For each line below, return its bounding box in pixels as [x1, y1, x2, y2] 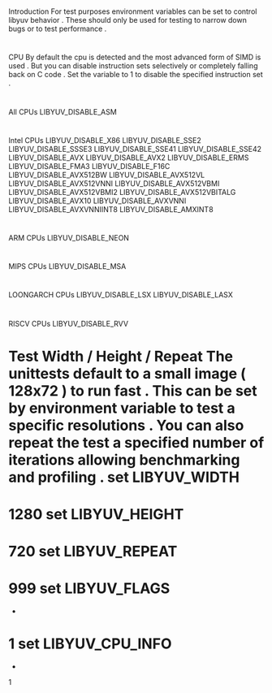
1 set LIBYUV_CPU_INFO [8, 635, 172, 653]
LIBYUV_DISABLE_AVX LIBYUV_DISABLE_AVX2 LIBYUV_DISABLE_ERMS [8, 153, 249, 162]
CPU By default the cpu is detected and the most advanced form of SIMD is [8, 52, 261, 63]
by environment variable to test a [8, 399, 235, 417]
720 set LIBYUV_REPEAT [8, 543, 178, 561]
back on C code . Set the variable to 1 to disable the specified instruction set [8, 70, 264, 80]
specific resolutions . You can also [8, 416, 244, 435]
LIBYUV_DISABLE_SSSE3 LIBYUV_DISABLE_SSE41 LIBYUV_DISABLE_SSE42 [8, 144, 262, 154]
